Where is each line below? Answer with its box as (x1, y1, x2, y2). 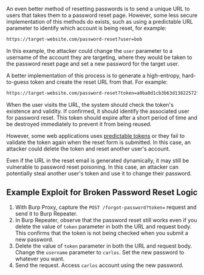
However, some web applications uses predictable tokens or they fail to (6, 132, 185, 139)
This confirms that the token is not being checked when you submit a (15, 229, 188, 236)
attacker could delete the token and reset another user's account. (6, 145, 171, 152)
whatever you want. (15, 255, 65, 262)
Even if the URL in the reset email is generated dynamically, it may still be (6, 157, 189, 164)
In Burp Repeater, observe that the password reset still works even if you (15, 216, 197, 223)
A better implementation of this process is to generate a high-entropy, (6, 72, 181, 79)
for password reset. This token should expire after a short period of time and (6, 114, 197, 121)
